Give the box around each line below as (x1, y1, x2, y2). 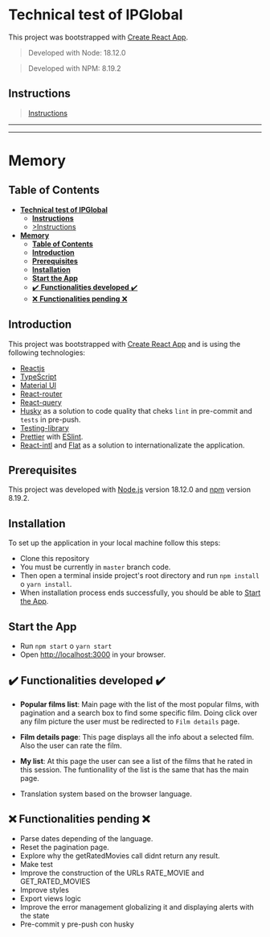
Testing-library (19, 423, 70, 432)
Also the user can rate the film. (19, 741, 122, 750)
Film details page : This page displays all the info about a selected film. (19, 732, 255, 741)
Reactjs (19, 363, 46, 373)
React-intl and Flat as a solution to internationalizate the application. (19, 440, 245, 450)
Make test (19, 859, 54, 869)
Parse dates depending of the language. (19, 833, 153, 843)
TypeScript (19, 372, 57, 382)
